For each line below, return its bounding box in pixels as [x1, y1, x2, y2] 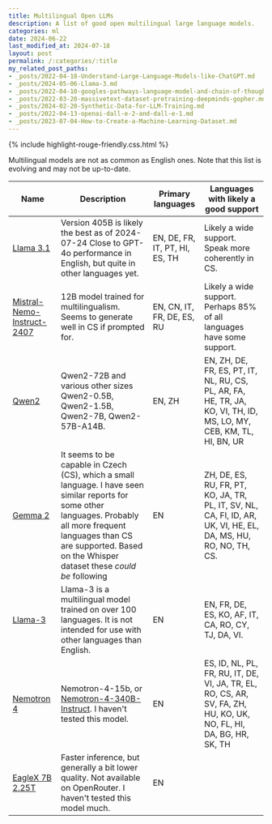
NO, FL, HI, [203, 718, 245, 729]
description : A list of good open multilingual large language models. [8, 19, 255, 28]
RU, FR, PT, [203, 479, 247, 490]
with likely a [207, 193, 256, 204]
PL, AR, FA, [203, 385, 245, 396]
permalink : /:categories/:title [8, 58, 117, 66]
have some [203, 331, 246, 343]
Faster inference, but [60, 751, 140, 762]
